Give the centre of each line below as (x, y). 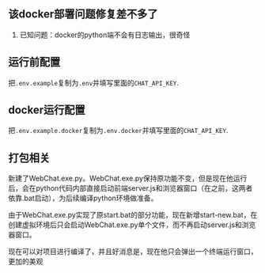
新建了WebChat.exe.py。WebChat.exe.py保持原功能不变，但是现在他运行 (128, 178)
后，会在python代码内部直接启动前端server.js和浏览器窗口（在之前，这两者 (131, 188)
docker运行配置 (47, 110)
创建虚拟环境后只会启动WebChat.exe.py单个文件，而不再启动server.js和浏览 (132, 225)
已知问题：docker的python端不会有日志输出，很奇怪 (105, 35)
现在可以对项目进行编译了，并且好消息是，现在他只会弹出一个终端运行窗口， (133, 252)
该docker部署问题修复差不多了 (83, 14)
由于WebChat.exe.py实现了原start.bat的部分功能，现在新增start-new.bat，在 (133, 215)
